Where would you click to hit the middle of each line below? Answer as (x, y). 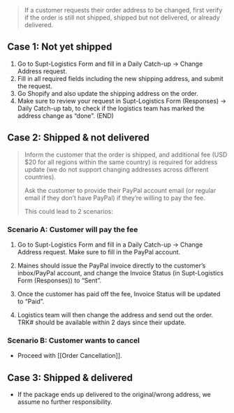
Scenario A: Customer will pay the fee (73, 229)
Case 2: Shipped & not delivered (79, 138)
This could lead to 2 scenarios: (69, 211)
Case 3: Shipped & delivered (70, 378)
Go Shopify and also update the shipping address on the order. (108, 93)
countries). (40, 177)
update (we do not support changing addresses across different (116, 169)
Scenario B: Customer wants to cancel (73, 340)
